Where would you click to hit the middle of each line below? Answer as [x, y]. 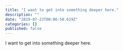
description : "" [22, 15]
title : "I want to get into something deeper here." [62, 10]
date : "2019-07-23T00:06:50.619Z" [42, 19]
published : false [24, 29]
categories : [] [21, 24]
